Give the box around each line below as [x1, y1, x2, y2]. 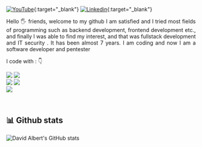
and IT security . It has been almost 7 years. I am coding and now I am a [6, 39, 196, 46]
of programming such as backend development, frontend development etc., [6, 27, 196, 33]
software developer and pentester [6, 46, 91, 52]
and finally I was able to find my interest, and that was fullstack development [6, 33, 196, 40]
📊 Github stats [6, 115, 63, 126]
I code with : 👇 [6, 58, 43, 64]
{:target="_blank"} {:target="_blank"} [34, 6, 153, 13]
